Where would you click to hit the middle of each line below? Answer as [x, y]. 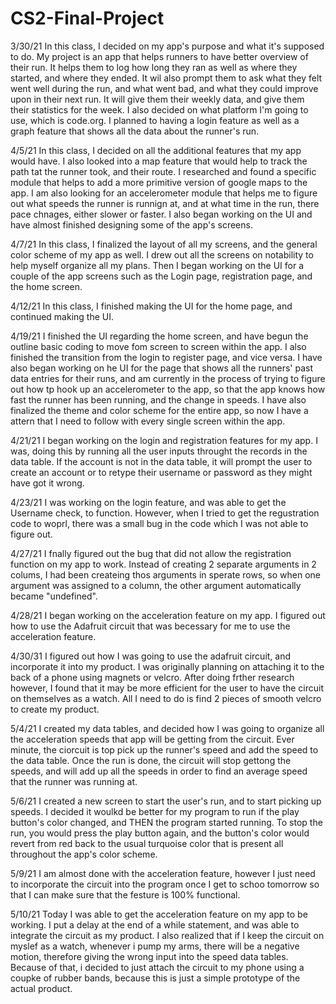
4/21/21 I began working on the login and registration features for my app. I [164, 440]
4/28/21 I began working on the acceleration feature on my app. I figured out [168, 615]
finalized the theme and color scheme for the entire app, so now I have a [159, 410]
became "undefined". [54, 596]
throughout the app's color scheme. [84, 854]
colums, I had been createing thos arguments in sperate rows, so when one [165, 574]
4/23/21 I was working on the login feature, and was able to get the [148, 502]
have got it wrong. [47, 483]
